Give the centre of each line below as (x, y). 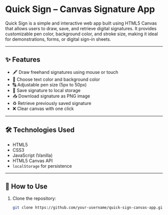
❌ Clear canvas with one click (43, 109)
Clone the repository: (34, 198)
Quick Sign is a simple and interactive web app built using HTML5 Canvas (81, 23)
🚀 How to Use (26, 186)
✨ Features (23, 60)
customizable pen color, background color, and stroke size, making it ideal (82, 34)
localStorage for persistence (42, 166)
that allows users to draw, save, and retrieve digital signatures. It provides (81, 28)
